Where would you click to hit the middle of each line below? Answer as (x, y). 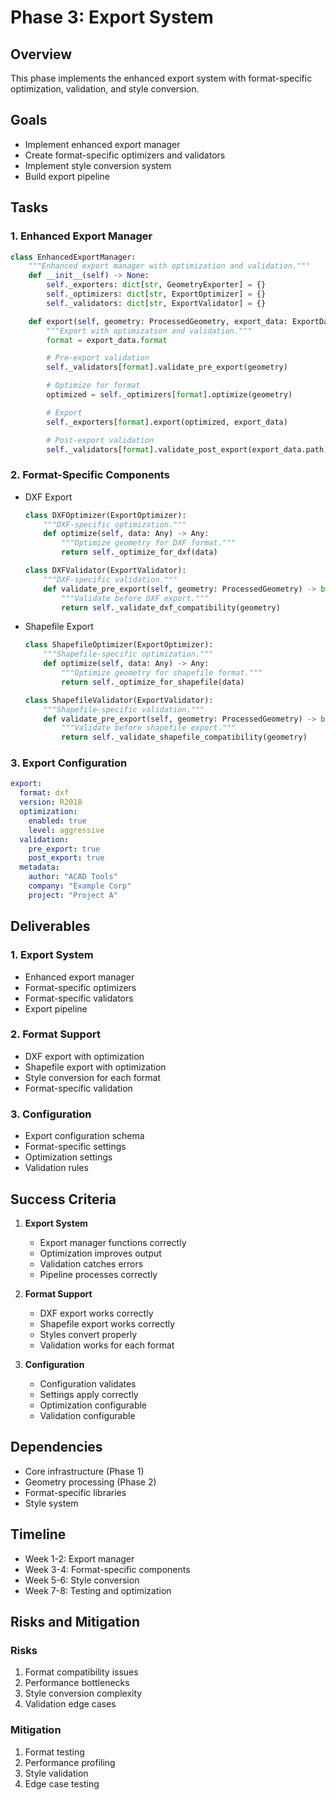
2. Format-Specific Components (90, 475)
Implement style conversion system (98, 165)
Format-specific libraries (75, 1492)
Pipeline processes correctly (98, 1274)
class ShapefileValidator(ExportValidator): (119, 700)
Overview (41, 54)
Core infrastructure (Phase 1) (84, 1471)
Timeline (38, 1534)
